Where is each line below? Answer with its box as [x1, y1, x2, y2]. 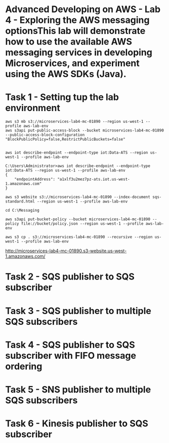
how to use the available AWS [5, 36, 133, 48]
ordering [5, 360, 43, 372]
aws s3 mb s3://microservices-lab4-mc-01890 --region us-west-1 [5, 119, 144, 124]
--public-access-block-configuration [5, 132, 85, 138]
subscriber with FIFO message [5, 350, 137, 361]
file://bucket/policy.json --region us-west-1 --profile [21, 221, 144, 226]
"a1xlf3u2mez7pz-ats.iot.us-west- [57, 177, 130, 182]
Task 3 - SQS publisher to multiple [5, 305, 152, 317]
